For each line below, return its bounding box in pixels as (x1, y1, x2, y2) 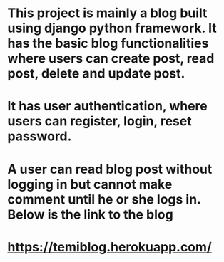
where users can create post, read (7, 51, 215, 67)
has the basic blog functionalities (7, 36, 209, 51)
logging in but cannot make (7, 176, 173, 192)
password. (7, 128, 72, 145)
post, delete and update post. (7, 65, 185, 82)
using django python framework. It (7, 20, 217, 36)
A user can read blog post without (7, 161, 213, 177)
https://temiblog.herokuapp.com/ (7, 239, 212, 255)
